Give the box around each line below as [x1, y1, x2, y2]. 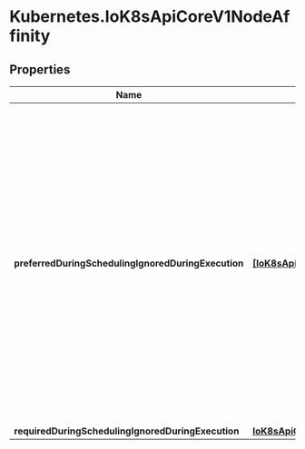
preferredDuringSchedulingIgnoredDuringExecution [14, 257, 244, 269]
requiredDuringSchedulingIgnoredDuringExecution [14, 425, 240, 437]
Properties [9, 62, 71, 77]
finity [9, 25, 51, 46]
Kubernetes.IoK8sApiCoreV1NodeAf [9, 6, 290, 27]
